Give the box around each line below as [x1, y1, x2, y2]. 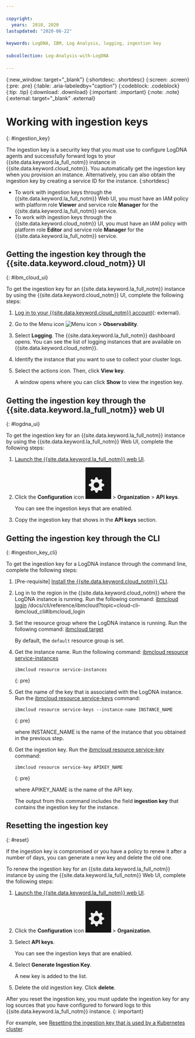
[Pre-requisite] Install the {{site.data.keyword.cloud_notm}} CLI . [14, 578, 169, 584]
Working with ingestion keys [6, 115, 149, 129]
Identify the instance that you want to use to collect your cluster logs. [14, 356, 183, 363]
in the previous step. [14, 735, 65, 741]
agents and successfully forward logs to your [6, 152, 116, 159]
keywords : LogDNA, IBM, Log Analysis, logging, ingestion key [6, 41, 162, 46]
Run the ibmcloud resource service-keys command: [14, 695, 140, 701]
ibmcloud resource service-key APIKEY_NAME [14, 764, 123, 770]
